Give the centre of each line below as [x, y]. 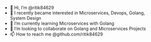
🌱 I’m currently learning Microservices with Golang [62, 23]
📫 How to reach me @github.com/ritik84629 [56, 34]
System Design [25, 18]
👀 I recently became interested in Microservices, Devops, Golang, [77, 13]
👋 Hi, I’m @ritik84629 [32, 8]
